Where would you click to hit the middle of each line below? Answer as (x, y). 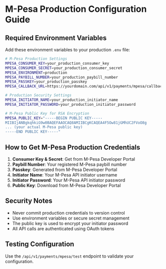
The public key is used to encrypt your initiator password (70, 223)
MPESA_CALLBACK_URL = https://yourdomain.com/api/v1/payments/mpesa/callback (85, 87)
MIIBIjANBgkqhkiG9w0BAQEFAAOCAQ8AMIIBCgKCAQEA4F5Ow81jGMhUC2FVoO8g (76, 123)
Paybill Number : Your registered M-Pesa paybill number (69, 164)
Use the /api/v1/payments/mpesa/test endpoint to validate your (69, 256)
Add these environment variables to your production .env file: (67, 50)
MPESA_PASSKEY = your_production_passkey (46, 82)
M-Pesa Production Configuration (76, 9)
